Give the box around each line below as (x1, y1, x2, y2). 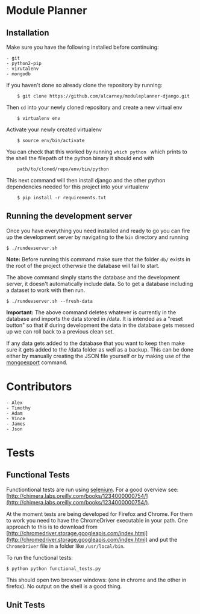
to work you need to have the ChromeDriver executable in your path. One (6, 516, 189, 524)
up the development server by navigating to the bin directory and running (6, 233, 189, 241)
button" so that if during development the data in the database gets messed (6, 321, 195, 329)
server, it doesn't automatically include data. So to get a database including (6, 280, 193, 287)
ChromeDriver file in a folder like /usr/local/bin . (6, 542, 125, 550)
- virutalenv (6, 66, 39, 72)
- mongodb (6, 71, 31, 77)
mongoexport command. (6, 359, 68, 366)
